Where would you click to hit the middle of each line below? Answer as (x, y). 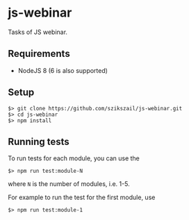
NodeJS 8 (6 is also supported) (63, 70)
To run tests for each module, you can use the (74, 158)
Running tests (39, 141)
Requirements (39, 54)
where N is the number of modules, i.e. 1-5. (69, 184)
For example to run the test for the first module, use (82, 197)
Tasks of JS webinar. (38, 32)
